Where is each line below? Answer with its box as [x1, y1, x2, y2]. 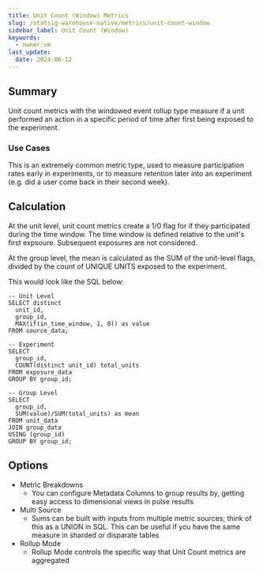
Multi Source [19, 505, 62, 515]
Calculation [8, 200, 66, 213]
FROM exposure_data [8, 368, 73, 376]
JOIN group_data [8, 424, 62, 432]
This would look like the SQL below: [8, 277, 125, 286]
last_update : [8, 48, 51, 56]
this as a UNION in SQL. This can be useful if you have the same [31, 522, 241, 531]
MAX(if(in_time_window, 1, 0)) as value [15, 319, 150, 328]
